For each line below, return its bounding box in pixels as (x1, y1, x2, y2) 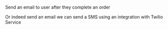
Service (5, 19, 22, 25)
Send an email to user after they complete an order (5, 4, 110, 10)
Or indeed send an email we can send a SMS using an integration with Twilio (5, 14, 163, 19)
